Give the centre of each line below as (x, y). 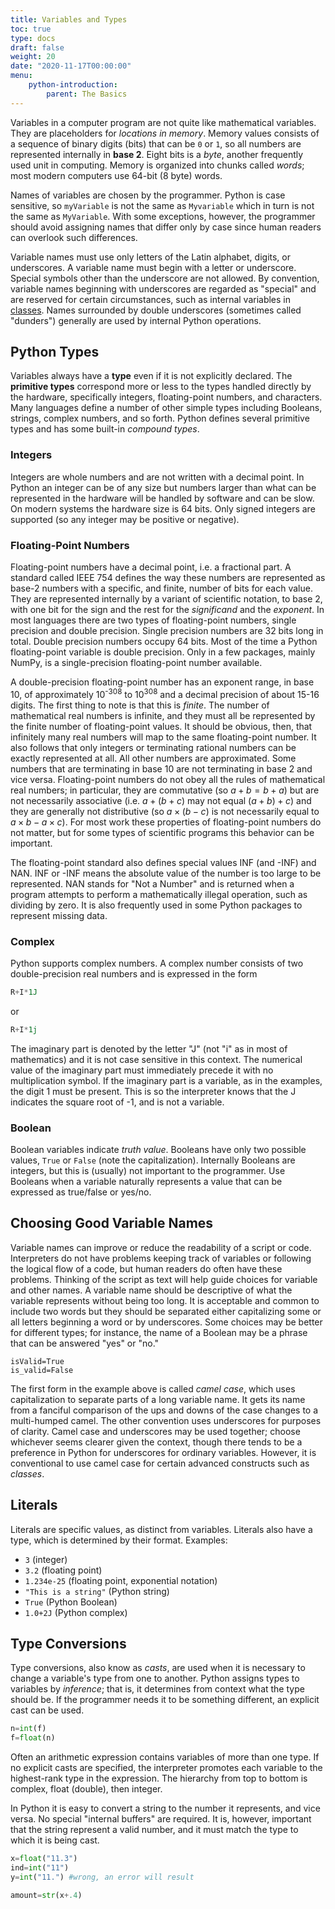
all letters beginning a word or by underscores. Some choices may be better (166, 1322)
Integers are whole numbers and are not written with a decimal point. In (157, 477)
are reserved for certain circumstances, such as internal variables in (151, 299)
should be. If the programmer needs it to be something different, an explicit (165, 1700)
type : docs (33, 38)
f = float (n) (33, 1738)
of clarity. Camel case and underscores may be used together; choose (155, 1431)
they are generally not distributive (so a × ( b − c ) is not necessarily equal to (165, 811)
